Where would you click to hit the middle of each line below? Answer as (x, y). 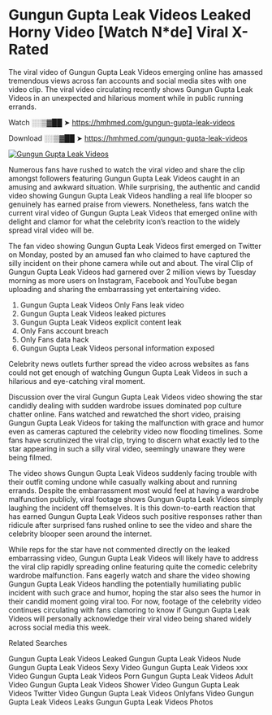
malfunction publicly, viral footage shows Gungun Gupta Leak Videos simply (136, 499)
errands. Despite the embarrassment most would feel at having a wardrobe (134, 490)
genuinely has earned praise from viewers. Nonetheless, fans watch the (129, 204)
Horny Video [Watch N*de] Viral (119, 32)
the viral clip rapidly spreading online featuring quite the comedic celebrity (133, 566)
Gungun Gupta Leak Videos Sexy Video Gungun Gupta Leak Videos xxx (128, 667)
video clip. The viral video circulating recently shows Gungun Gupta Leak (131, 89)
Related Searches (38, 643)
